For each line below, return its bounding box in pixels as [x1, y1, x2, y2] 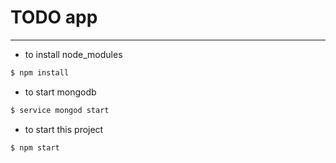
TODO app [10, 6, 98, 29]
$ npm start [10, 142, 60, 153]
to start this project [24, 123, 104, 135]
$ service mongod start [10, 105, 110, 115]
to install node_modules [24, 48, 123, 60]
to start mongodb [24, 86, 97, 98]
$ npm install [10, 67, 70, 78]
